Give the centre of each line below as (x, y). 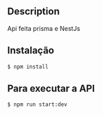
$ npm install (28, 67)
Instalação (31, 51)
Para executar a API (51, 88)
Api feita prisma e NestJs (44, 28)
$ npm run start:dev (38, 104)
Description (33, 12)
